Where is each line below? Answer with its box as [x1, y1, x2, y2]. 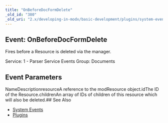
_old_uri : [5, 17, 26, 22]
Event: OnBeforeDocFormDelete [5, 35, 107, 44]
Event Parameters [5, 73, 62, 81]
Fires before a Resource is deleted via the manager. [5, 49, 111, 55]
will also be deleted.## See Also [5, 97, 71, 103]
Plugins [12, 112, 28, 118]
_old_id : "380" [5, 12, 37, 17]
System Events [12, 106, 43, 112]
